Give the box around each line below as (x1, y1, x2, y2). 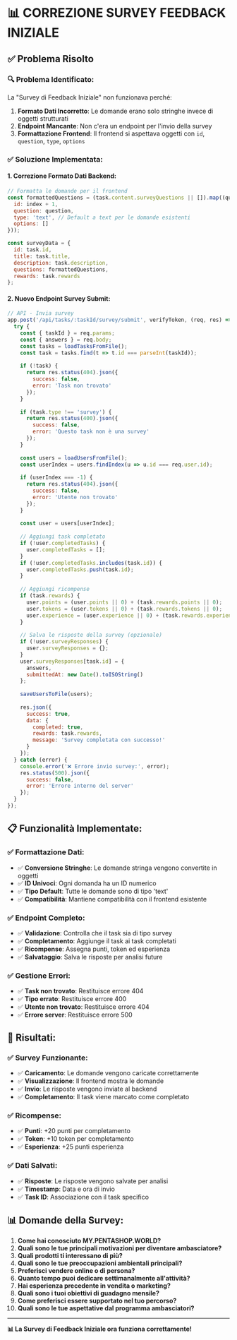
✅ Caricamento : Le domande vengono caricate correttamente (17, 1068, 199, 1077)
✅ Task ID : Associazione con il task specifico (17, 1192, 150, 1201)
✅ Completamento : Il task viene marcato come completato (17, 1092, 190, 1101)
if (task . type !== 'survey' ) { (20, 408, 112, 416)
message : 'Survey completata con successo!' (32, 736, 166, 744)
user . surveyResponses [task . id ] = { (20, 657, 125, 665)
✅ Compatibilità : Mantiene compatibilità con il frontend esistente (17, 895, 207, 903)
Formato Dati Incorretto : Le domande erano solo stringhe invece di (17, 107, 214, 115)
